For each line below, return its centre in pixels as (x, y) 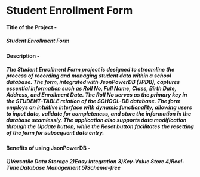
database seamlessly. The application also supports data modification (96, 120)
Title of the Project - (32, 27)
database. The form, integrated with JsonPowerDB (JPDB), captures (93, 82)
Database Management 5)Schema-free (70, 168)
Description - (23, 56)
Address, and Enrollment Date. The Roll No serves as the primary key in (97, 95)
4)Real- (175, 162)
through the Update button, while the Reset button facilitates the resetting (100, 126)
